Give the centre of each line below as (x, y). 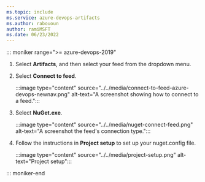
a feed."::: (27, 101)
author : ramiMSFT (29, 29)
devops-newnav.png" (43, 94)
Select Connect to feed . (46, 76)
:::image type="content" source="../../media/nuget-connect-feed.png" (104, 125)
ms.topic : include (30, 12)
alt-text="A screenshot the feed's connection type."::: (83, 131)
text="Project (32, 161)
